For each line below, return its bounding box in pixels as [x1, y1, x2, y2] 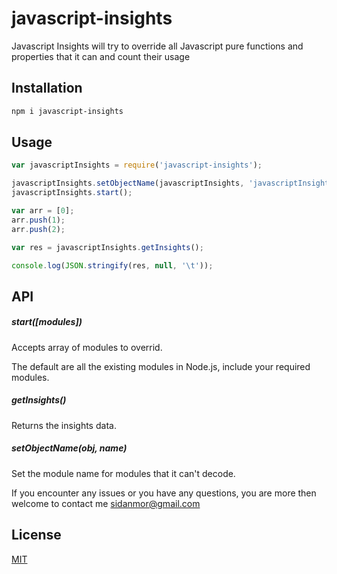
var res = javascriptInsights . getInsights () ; [11, 242, 204, 252]
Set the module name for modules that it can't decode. [11, 467, 236, 479]
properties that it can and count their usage [11, 50, 191, 62]
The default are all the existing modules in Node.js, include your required [11, 360, 311, 372]
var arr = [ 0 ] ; [11, 206, 75, 216]
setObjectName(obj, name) [11, 442, 128, 454]
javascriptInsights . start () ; [11, 188, 133, 198]
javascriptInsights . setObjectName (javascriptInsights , [11, 178, 245, 189]
